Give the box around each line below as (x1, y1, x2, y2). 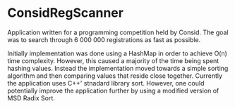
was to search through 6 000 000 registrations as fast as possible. (7, 35, 201, 43)
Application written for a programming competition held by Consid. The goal (7, 28, 229, 36)
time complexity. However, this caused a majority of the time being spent (7, 56, 219, 65)
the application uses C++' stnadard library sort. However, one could (7, 79, 205, 87)
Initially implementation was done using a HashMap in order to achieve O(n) (7, 49, 228, 58)
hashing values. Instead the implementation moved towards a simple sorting (7, 64, 229, 72)
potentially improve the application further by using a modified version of (7, 86, 219, 95)
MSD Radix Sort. (7, 93, 55, 102)
